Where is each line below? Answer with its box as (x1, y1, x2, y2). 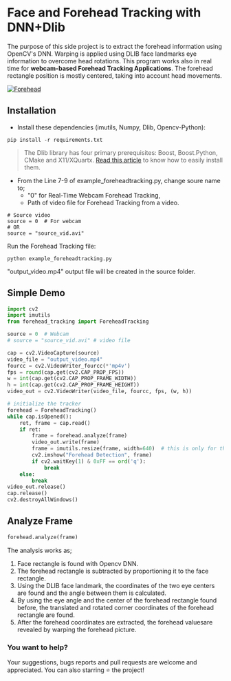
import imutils (7, 312, 51, 319)
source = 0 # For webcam (7, 218, 81, 224)
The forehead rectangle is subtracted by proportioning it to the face (16, 567, 209, 575)
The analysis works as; (7, 546, 72, 554)
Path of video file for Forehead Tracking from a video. (27, 198, 179, 207)
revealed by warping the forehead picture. (16, 625, 137, 633)
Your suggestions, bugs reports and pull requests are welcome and (7, 658, 197, 667)
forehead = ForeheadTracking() (7, 406, 97, 414)
